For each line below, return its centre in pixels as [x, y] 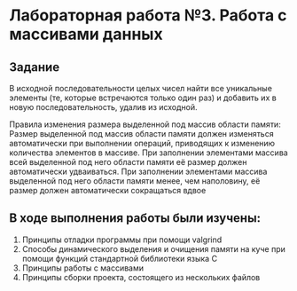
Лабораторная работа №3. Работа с [148, 16]
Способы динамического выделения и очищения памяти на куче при [153, 248]
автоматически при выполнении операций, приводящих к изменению [142, 143]
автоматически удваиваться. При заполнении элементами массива [138, 171]
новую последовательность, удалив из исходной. [103, 107]
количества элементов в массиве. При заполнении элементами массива [148, 153]
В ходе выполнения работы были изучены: [135, 218]
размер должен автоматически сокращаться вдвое [108, 190]
